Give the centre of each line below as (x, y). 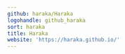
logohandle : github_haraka (46, 20)
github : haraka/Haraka (40, 14)
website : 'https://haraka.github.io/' (64, 40)
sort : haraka (26, 27)
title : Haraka (28, 33)
